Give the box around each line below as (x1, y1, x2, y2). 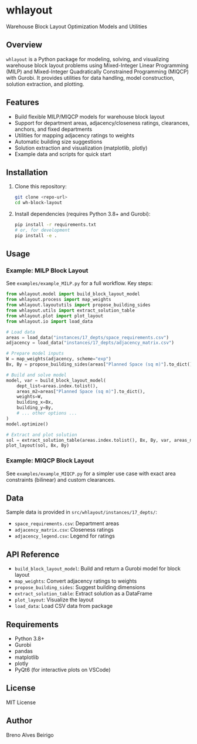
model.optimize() (6, 421, 49, 427)
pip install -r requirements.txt (14, 222, 97, 228)
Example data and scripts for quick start (14, 150, 111, 157)
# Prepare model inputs (6, 350, 64, 357)
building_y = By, (16, 405, 54, 411)
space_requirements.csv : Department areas (14, 520, 119, 527)
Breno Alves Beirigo (6, 731, 54, 738)
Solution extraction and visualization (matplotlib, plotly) (14, 144, 148, 151)
